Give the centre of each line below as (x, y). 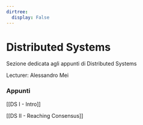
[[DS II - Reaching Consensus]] (45, 115)
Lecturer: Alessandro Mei (38, 75)
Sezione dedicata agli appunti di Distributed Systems (71, 64)
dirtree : (17, 12)
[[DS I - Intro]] (23, 104)
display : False (31, 17)
